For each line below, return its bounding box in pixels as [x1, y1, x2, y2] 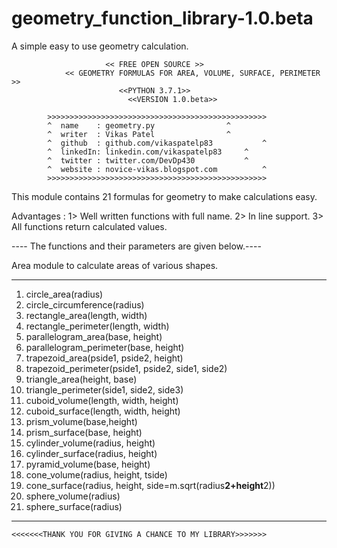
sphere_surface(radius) [25, 500, 123, 512]
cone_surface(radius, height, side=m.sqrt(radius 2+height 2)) [25, 479, 276, 491]
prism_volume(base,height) [25, 415, 138, 427]
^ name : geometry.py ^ [47, 120, 231, 131]
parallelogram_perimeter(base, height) [25, 341, 185, 353]
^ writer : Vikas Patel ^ [47, 129, 231, 139]
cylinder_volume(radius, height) [25, 437, 156, 449]
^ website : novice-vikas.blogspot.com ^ [47, 164, 268, 174]
